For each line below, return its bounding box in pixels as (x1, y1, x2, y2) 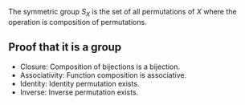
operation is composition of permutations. (8, 17, 147, 26)
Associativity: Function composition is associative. (19, 70, 187, 79)
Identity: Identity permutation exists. (19, 79, 140, 88)
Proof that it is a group (8, 40, 122, 55)
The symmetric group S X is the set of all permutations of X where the (8, 7, 237, 18)
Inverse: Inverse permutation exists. (19, 87, 139, 97)
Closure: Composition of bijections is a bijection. (19, 62, 181, 71)
